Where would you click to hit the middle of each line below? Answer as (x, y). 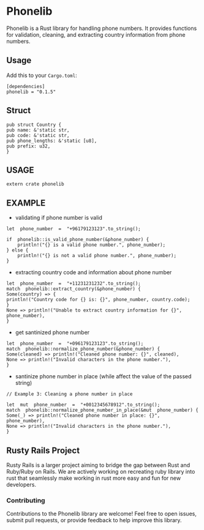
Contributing (26, 500)
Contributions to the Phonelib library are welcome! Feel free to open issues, (102, 514)
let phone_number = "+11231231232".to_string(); (74, 284)
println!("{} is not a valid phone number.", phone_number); (97, 256)
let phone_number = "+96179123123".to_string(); (74, 229)
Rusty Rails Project (43, 450)
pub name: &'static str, (38, 130)
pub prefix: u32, (28, 146)
